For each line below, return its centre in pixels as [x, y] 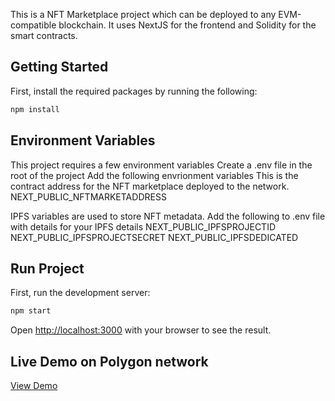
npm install [35, 109]
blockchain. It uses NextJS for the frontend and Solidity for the [187, 25]
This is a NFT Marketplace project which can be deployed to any [143, 14]
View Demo [34, 385]
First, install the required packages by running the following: [134, 91]
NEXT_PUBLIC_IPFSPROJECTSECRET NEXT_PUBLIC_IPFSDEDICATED [154, 237]
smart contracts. [44, 35]
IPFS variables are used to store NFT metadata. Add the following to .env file [168, 216]
